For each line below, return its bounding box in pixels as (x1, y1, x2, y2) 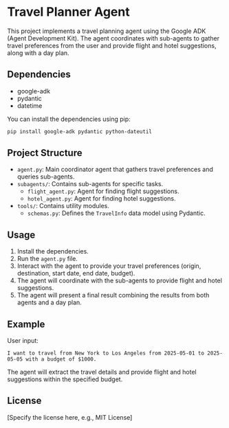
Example (7, 318, 45, 330)
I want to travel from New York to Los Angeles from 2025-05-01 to (7, 350, 205, 357)
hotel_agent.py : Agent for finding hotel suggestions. (27, 194, 177, 203)
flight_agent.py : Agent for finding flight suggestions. (27, 187, 179, 196)
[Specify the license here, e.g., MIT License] (7, 413, 133, 421)
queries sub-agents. (17, 172, 75, 181)
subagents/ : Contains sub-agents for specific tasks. (17, 180, 164, 188)
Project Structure (7, 147, 83, 159)
